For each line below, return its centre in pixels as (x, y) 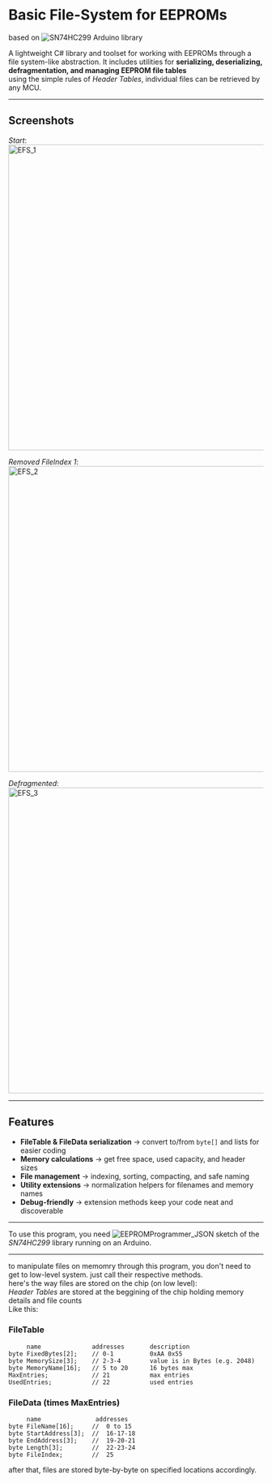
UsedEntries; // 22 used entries (101, 1382)
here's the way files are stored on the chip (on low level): (103, 1283)
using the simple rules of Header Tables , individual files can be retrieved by (134, 79)
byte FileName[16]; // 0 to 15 (70, 1427)
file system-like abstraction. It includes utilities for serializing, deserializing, (136, 62)
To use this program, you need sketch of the (134, 1234)
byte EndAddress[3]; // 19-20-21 (72, 1441)
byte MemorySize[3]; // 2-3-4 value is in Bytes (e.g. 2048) (132, 1360)
